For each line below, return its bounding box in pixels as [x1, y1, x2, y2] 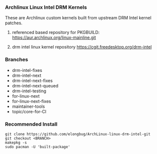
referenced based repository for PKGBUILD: [12, 30, 100, 35]
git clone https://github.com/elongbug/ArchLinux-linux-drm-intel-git [5, 132, 151, 137]
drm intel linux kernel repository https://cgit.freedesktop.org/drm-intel [12, 44, 152, 50]
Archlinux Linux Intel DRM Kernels [5, 4, 87, 11]
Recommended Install [5, 120, 58, 127]
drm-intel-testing [12, 88, 47, 94]
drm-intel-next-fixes [12, 77, 53, 84]
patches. [5, 20, 23, 26]
